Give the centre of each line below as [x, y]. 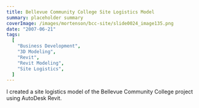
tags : [13, 35]
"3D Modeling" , [37, 52]
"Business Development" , [49, 46]
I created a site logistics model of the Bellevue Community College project [100, 92]
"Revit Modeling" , [41, 63]
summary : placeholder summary [45, 18]
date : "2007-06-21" [31, 29]
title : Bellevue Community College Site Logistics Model [81, 12]
